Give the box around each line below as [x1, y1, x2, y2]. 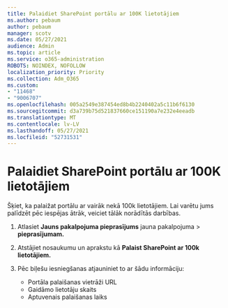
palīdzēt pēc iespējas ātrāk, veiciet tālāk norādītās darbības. [7, 209, 181, 217]
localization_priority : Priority [7, 68, 105, 75]
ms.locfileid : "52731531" [7, 133, 82, 140]
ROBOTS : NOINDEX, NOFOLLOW [7, 62, 86, 69]
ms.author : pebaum [7, 17, 61, 24]
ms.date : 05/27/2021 [7, 36, 68, 43]
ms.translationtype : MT [7, 114, 77, 121]
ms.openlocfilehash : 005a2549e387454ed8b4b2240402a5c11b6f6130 [7, 101, 195, 108]
